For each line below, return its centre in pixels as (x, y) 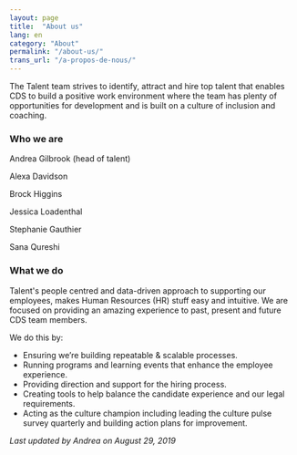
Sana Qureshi (35, 247)
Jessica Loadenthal (46, 212)
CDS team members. (49, 319)
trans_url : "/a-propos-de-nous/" (73, 60)
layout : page (34, 18)
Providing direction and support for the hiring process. (125, 384)
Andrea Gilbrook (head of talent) (70, 159)
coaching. (28, 115)
